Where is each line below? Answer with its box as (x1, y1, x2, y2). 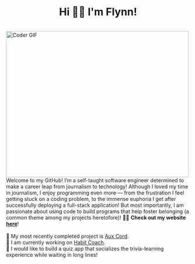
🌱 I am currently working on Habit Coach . (6, 239, 106, 246)
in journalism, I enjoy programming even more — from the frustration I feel (6, 189, 184, 196)
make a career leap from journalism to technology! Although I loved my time (6, 183, 189, 190)
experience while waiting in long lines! (6, 251, 98, 258)
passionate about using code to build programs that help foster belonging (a (6, 207, 190, 215)
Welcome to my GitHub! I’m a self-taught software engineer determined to (6, 176, 184, 183)
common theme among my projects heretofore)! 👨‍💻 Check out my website (6, 214, 186, 221)
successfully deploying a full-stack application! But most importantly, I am (6, 202, 184, 209)
